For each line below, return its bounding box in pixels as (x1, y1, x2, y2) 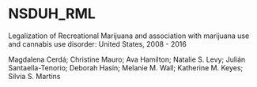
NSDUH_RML (8, 5, 96, 23)
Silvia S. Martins (8, 71, 61, 81)
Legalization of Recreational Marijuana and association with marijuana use (8, 31, 250, 40)
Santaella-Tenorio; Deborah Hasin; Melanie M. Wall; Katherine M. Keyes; (8, 62, 244, 72)
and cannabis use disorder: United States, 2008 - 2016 (8, 39, 187, 48)
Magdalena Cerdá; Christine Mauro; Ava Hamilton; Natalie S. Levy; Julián (8, 55, 246, 64)
